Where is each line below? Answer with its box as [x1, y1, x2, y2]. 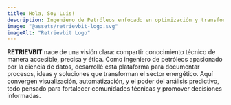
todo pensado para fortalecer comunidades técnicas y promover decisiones [7, 84, 222, 93]
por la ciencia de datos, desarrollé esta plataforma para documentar [7, 62, 200, 71]
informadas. [7, 92, 41, 100]
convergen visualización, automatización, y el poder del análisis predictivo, [7, 77, 219, 86]
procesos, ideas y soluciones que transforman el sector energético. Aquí [7, 70, 213, 78]
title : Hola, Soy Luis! [7, 10, 76, 17]
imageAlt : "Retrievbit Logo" [7, 29, 91, 36]
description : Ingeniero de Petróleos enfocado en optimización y [7, 16, 198, 23]
